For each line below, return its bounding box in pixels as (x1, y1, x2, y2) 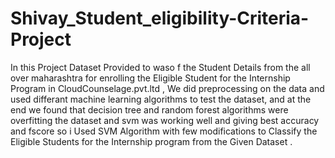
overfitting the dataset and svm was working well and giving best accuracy (10, 114, 320, 126)
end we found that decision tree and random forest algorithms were (10, 103, 289, 116)
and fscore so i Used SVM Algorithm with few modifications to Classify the (10, 125, 318, 137)
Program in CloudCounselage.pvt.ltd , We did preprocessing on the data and (10, 82, 325, 94)
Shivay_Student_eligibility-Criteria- (10, 7, 310, 30)
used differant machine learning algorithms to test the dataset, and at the (10, 93, 312, 105)
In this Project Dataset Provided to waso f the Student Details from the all (10, 61, 311, 73)
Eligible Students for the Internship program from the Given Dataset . (10, 135, 293, 147)
